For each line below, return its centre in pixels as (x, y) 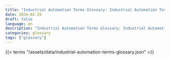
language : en (19, 24)
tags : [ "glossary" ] (26, 38)
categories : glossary (28, 33)
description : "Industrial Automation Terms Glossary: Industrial (75, 28)
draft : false (19, 19)
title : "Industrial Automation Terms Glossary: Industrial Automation (81, 10)
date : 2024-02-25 (24, 14)
